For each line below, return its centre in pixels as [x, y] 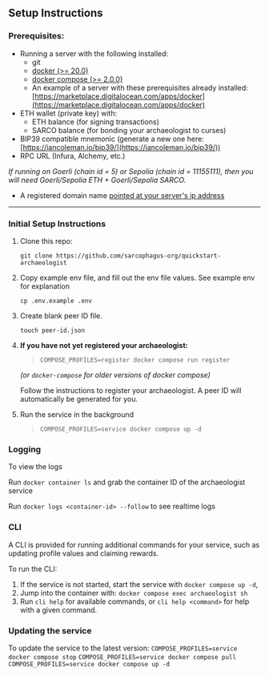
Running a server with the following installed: [94, 53]
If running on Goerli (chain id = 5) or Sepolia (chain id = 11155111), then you [131, 171]
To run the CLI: [33, 569]
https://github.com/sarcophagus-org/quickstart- [139, 256]
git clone [36, 256]
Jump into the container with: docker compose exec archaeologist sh [134, 593]
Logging [25, 449]
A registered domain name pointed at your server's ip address [122, 195]
